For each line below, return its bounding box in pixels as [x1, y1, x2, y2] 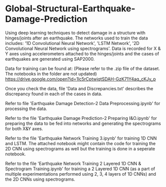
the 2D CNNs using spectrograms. [5, 176, 75, 182]
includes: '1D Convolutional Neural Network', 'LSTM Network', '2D [5, 40, 140, 46]
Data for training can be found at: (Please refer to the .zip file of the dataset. [5, 65, 160, 72]
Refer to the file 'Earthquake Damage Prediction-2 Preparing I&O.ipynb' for [5, 115, 157, 121]
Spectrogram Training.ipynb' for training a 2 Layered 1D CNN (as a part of [5, 166, 155, 172]
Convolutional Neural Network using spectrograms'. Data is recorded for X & [5, 45, 161, 51]
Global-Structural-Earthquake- [5, 3, 135, 14]
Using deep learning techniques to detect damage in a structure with [5, 30, 146, 36]
